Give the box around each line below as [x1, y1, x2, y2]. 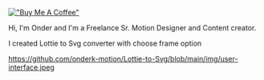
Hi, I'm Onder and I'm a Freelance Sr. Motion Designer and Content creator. [8, 23, 257, 32]
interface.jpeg [8, 62, 55, 72]
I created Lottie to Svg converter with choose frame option [8, 38, 202, 48]
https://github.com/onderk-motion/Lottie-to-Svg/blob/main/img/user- [8, 54, 238, 63]
